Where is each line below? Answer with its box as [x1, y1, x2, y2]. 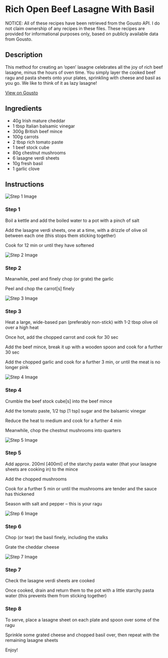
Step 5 [5, 449, 22, 456]
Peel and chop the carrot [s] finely [5, 285, 75, 292]
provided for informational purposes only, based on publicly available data [5, 31, 159, 37]
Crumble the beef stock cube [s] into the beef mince [5, 398, 112, 404]
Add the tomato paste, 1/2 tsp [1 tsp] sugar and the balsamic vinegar [5, 408, 146, 414]
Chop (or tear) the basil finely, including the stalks [5, 535, 108, 541]
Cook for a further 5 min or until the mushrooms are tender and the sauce [5, 485, 157, 491]
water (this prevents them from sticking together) [5, 593, 107, 599]
